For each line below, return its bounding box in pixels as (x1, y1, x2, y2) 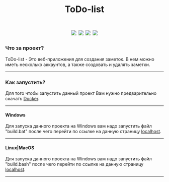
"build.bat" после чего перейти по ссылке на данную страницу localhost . (5, 129, 162, 135)
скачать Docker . (5, 95, 40, 101)
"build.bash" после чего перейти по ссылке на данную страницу (5, 161, 144, 167)
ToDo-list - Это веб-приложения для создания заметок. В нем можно (5, 56, 154, 62)
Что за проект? (5, 44, 44, 51)
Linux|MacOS (5, 145, 34, 151)
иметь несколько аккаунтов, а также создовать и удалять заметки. (5, 62, 150, 68)
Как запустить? (5, 79, 46, 86)
